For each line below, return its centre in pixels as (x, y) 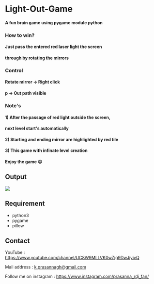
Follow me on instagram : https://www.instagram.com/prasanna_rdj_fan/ (77, 276)
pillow (18, 226)
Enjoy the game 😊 (24, 162)
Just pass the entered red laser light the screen (54, 47)
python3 (20, 215)
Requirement (25, 204)
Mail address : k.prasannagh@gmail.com (46, 267)
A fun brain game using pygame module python (54, 22)
